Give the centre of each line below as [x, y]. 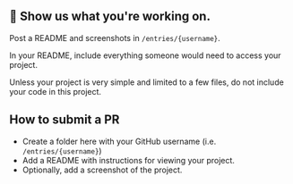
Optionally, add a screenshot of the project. [102, 170]
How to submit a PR [65, 120]
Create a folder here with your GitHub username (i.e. [119, 141]
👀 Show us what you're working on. [110, 17]
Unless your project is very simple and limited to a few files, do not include [146, 82]
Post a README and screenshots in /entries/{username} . [115, 38]
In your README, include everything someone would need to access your [145, 55]
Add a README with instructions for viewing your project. [129, 160]
